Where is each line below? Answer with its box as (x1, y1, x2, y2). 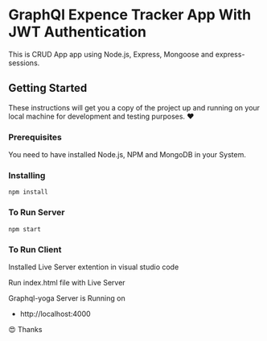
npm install (8, 188, 48, 197)
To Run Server (8, 207, 65, 218)
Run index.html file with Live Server (8, 277, 126, 287)
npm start (8, 225, 42, 233)
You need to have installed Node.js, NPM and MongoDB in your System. (8, 150, 247, 160)
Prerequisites (8, 131, 62, 143)
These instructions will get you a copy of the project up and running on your (8, 102, 260, 112)
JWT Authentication (8, 23, 147, 41)
